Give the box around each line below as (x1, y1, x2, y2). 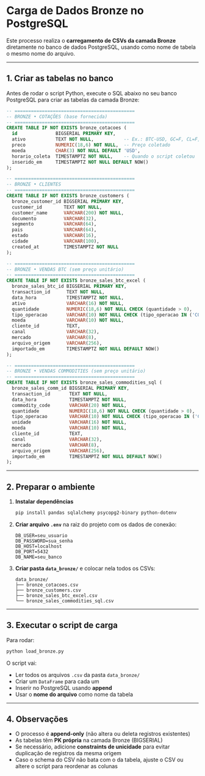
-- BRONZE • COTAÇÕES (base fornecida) (6, 114, 108, 120)
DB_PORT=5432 (15, 548, 49, 555)
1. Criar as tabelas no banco (6, 73, 114, 84)
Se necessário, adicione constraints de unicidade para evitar (15, 743, 170, 750)
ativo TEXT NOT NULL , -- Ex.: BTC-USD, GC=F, (12, 136, 184, 142)
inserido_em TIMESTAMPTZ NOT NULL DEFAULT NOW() (12, 159, 149, 165)
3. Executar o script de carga (6, 620, 118, 631)
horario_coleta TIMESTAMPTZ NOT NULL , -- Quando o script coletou (12, 153, 195, 159)
